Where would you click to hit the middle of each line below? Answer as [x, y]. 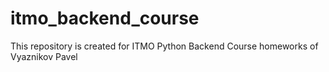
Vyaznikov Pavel [44, 56]
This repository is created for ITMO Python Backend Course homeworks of [164, 46]
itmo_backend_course [105, 18]
